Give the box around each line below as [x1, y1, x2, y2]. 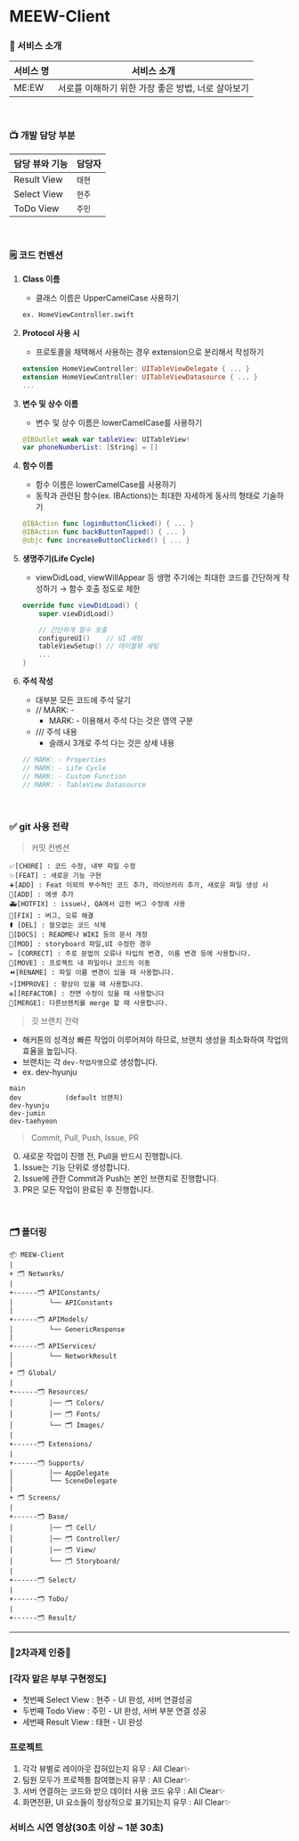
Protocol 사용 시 [21, 327, 80, 338]
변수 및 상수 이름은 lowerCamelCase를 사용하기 [35, 417, 203, 428]
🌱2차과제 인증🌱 [9, 1647, 71, 1659]
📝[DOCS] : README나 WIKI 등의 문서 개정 [9, 929, 149, 939]
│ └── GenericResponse [9, 1325, 125, 1334]
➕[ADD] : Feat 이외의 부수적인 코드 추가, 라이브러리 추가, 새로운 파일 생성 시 [9, 880, 269, 889]
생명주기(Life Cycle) [21, 552, 95, 563]
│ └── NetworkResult [9, 1352, 117, 1361]
